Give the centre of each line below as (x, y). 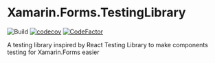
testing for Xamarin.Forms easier (53, 52)
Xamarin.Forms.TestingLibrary (97, 13)
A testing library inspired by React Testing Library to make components (107, 45)
